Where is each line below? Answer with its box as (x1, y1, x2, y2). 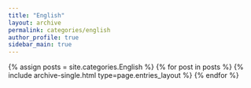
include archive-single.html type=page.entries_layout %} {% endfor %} (8, 71, 239, 80)
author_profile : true (8, 33, 79, 42)
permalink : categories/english (8, 26, 111, 34)
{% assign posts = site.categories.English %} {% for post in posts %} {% (8, 62, 244, 71)
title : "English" (8, 11, 65, 20)
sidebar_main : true (8, 41, 72, 49)
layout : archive (8, 19, 61, 27)
